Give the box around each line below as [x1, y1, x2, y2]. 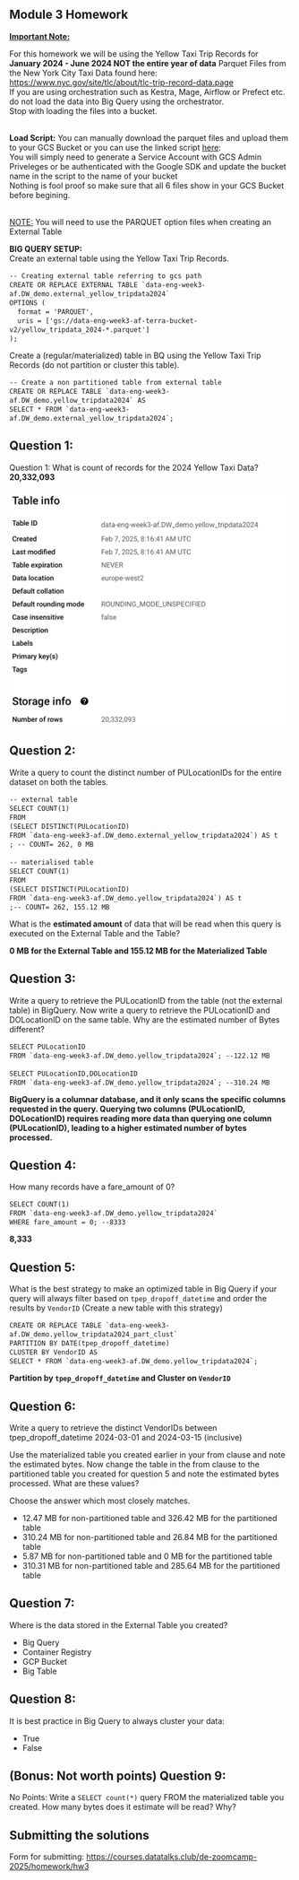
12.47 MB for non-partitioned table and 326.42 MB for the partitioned [21, 1513, 278, 1523]
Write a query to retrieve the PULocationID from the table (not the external [9, 995, 283, 1005]
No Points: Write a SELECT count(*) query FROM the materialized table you [9, 1792, 285, 1803]
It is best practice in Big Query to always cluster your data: [9, 1715, 226, 1726]
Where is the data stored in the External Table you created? [9, 1619, 228, 1631]
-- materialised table [9, 857, 94, 866]
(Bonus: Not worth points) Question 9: [9, 1769, 226, 1784]
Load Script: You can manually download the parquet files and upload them [9, 132, 289, 143]
